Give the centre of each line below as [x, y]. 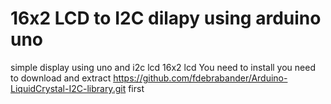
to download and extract [61, 78]
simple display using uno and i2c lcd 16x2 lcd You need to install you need [163, 67]
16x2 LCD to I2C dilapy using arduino [166, 18]
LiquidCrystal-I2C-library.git [68, 88]
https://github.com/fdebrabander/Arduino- [200, 78]
